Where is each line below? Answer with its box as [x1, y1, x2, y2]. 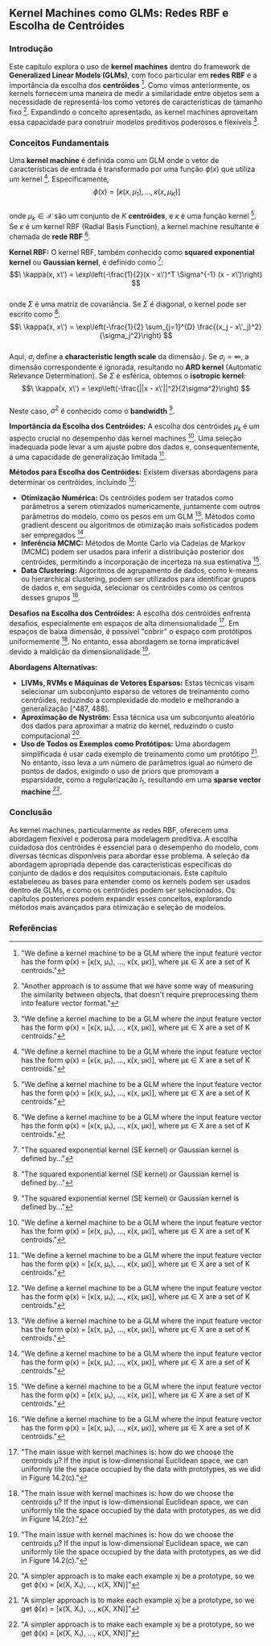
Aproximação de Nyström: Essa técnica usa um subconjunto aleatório [20, 712, 256, 721]
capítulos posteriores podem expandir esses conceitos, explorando [9, 893, 232, 903]
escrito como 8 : [9, 308, 61, 319]
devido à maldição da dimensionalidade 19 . [9, 645, 151, 656]
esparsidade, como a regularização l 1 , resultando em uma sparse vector [20, 775, 262, 786]
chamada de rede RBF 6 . [9, 230, 91, 241]
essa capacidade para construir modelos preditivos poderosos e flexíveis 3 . [9, 116, 260, 127]
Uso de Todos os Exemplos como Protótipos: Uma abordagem [20, 739, 231, 749]
